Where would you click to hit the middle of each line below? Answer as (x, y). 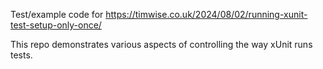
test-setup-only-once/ (56, 25)
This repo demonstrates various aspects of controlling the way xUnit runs (161, 44)
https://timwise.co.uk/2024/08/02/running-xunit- (206, 14)
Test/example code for (57, 14)
